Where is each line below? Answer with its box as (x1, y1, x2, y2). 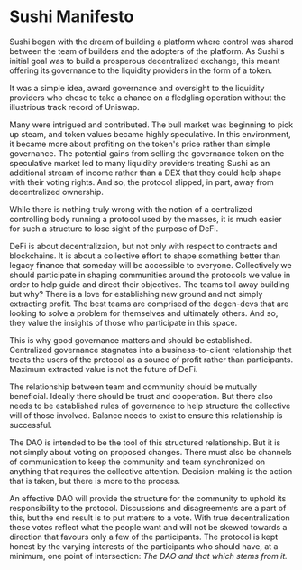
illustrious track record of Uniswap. (9, 101, 140, 112)
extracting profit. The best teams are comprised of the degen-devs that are (9, 298, 289, 309)
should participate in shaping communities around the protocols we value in (9, 269, 291, 280)
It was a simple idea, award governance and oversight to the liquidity (9, 82, 265, 93)
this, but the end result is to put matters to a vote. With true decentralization (9, 512, 290, 523)
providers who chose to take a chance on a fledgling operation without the (9, 92, 287, 103)
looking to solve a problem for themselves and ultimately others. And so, (9, 307, 279, 318)
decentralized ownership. (9, 186, 104, 197)
